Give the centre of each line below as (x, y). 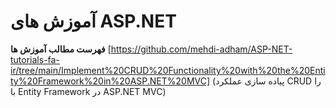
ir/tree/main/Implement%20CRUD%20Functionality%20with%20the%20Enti (168, 70)
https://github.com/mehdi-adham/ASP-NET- (201, 49)
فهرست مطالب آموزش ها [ (61, 49)
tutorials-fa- (35, 59)
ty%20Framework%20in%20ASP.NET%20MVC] (110, 81)
